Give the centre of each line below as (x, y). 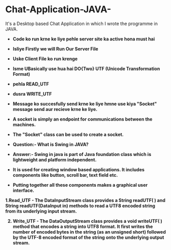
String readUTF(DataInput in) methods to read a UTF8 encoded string (80, 206)
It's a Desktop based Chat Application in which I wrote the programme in (82, 24)
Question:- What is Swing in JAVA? (51, 144)
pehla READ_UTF (31, 84)
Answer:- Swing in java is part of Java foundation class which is (82, 154)
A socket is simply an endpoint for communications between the (82, 119)
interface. (23, 190)
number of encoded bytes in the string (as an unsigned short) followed (89, 232)
